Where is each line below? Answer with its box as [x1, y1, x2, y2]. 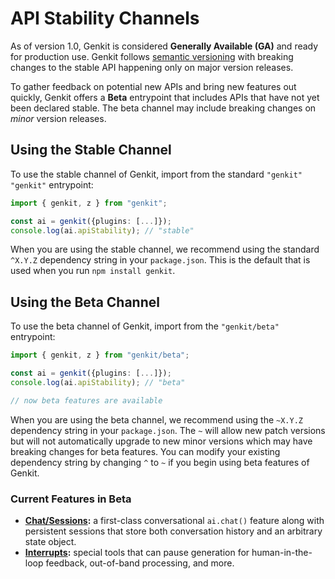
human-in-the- [251, 546, 313, 558]
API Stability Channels [10, 7, 200, 30]
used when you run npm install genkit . [10, 265, 176, 277]
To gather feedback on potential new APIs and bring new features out [10, 80, 297, 92]
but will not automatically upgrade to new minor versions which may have [10, 435, 313, 447]
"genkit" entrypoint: [10, 178, 94, 191]
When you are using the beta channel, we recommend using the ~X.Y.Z [10, 413, 303, 426]
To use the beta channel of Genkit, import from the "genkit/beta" [10, 320, 280, 332]
